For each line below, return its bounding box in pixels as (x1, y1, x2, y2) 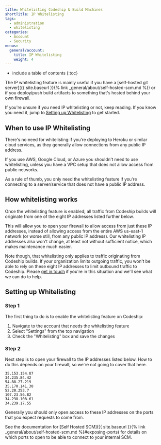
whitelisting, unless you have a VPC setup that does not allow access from (5, 161, 154, 168)
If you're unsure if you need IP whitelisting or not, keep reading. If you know (5, 105, 157, 110)
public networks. (5, 167, 39, 173)
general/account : (9, 48, 45, 53)
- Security (9, 39, 32, 44)
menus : (5, 43, 18, 48)
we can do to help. (5, 273, 42, 280)
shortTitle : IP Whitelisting (5, 12, 64, 17)
